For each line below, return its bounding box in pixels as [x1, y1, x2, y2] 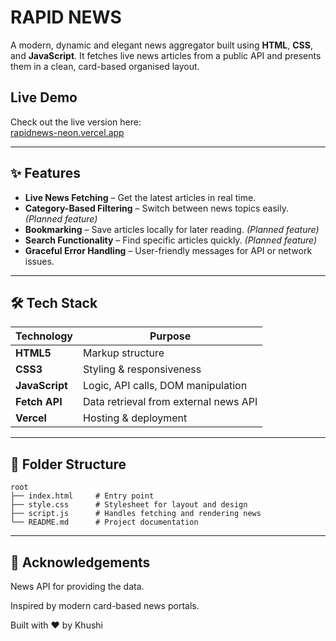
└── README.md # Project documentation [10, 517, 199, 528]
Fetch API [15, 395, 63, 409]
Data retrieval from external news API [83, 395, 258, 409]
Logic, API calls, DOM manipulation [83, 379, 248, 393]
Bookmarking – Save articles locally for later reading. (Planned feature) [24, 223, 320, 235]
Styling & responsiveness [83, 362, 202, 376]
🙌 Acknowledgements [10, 554, 151, 571]
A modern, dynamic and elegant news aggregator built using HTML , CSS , [10, 39, 313, 51]
